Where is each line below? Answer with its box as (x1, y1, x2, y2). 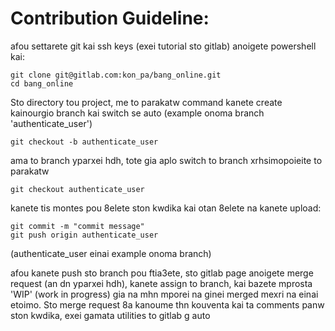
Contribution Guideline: (10, 7, 210, 30)
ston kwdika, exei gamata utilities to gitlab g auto (10, 309, 211, 321)
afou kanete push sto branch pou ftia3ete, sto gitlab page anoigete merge (10, 267, 314, 279)
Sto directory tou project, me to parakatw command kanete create (10, 96, 283, 108)
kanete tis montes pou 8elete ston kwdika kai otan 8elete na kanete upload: (10, 202, 322, 214)
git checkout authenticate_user (10, 184, 145, 194)
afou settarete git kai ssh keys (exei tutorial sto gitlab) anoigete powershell (10, 40, 317, 52)
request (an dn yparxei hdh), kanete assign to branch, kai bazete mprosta (10, 277, 313, 289)
